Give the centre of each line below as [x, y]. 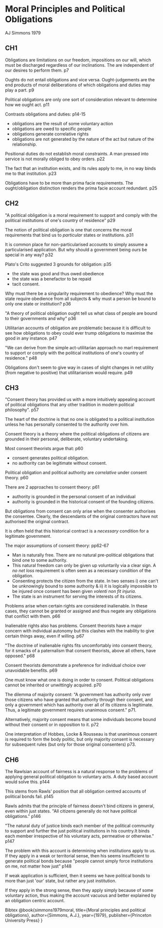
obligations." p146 [23, 816]
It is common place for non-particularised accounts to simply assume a [76, 244]
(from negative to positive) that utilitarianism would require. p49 [69, 372]
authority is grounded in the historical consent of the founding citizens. [83, 502]
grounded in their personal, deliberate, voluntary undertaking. [67, 439]
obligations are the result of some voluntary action [63, 123]
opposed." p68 [20, 656]
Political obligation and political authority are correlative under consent [76, 473]
